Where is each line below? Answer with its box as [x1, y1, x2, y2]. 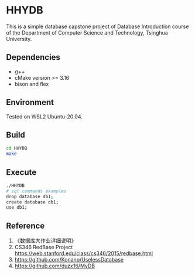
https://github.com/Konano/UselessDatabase [14, 256, 124, 263]
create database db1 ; [6, 199, 59, 205]
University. [6, 35, 32, 42]
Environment [6, 97, 54, 107]
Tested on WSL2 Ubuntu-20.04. [6, 113, 83, 120]
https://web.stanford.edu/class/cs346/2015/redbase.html [14, 250, 153, 257]
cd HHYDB [6, 145, 28, 151]
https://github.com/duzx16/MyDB [14, 262, 95, 270]
